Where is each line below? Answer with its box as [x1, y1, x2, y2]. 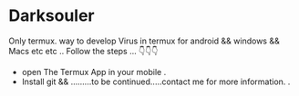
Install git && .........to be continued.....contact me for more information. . [21, 76, 291, 87]
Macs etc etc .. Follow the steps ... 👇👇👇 [8, 45, 159, 56]
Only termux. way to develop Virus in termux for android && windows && [8, 35, 280, 46]
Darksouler [8, 5, 95, 26]
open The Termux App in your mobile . [21, 66, 167, 77]
